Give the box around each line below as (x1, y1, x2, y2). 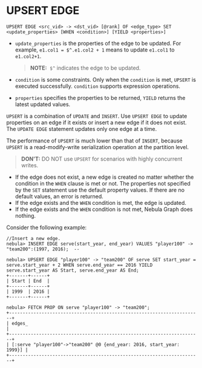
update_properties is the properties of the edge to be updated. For (15, 39, 181, 47)
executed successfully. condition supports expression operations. (15, 82, 180, 90)
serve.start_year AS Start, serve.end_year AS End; (6, 267, 139, 273)
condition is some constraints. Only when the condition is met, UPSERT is (15, 76, 197, 83)
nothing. (15, 212, 36, 219)
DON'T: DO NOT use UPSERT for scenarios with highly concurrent (21, 155, 183, 162)
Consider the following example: (6, 224, 87, 231)
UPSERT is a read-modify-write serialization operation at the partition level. (6, 143, 189, 150)
